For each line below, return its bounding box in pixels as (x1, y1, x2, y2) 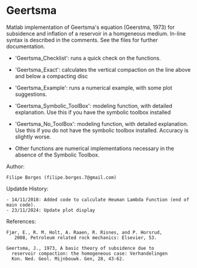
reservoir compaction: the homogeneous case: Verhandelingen (11, 251, 168, 257)
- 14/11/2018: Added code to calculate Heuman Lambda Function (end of (6, 196, 189, 202)
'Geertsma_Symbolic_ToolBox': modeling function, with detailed (14, 102, 172, 109)
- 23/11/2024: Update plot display (6, 207, 95, 213)
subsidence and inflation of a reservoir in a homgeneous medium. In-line (6, 30, 186, 37)
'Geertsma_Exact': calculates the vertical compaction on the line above (14, 66, 191, 73)
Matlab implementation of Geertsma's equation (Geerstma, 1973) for (6, 23, 175, 31)
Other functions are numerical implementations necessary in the (14, 145, 174, 152)
